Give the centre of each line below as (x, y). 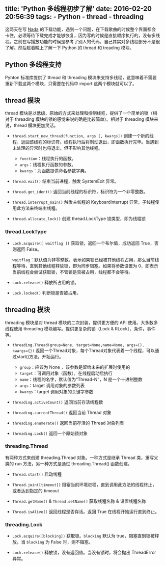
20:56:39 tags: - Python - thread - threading (74, 17)
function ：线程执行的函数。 (48, 159)
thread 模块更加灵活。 (36, 125)
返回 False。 (29, 249)
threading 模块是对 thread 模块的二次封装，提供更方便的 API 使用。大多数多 (82, 323)
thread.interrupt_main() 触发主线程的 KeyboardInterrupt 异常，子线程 (84, 202)
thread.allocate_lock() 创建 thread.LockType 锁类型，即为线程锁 (79, 219)
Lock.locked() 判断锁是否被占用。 (46, 293)
